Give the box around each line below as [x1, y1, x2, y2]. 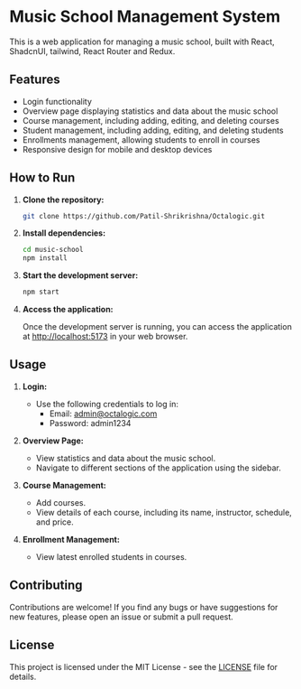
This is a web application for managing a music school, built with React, [9, 36, 275, 47]
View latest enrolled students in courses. [35, 551, 187, 562]
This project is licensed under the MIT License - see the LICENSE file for [9, 661, 278, 672]
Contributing [9, 578, 83, 593]
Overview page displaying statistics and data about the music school [22, 106, 278, 116]
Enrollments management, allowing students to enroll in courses [22, 134, 260, 145]
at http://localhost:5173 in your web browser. [22, 331, 188, 342]
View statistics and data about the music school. [35, 452, 216, 463]
